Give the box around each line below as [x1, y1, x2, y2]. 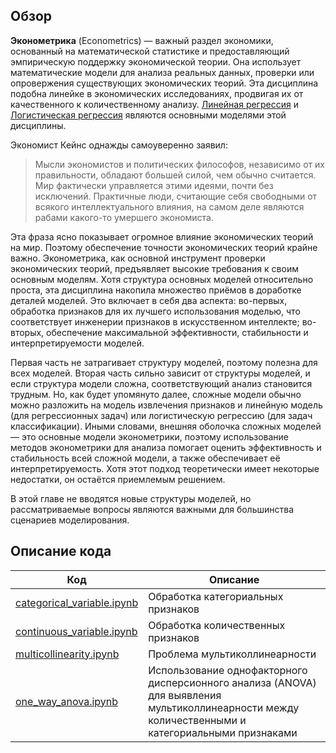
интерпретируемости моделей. [10, 337, 145, 349]
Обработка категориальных [148, 589, 284, 603]
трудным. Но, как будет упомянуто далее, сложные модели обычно [10, 388, 302, 400]
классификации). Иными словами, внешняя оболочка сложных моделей [10, 420, 322, 432]
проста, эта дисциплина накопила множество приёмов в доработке [10, 284, 302, 296]
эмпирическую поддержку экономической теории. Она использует [10, 55, 302, 68]
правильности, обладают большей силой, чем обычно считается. [34, 169, 317, 181]
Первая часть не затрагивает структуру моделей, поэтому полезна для [10, 356, 318, 368]
